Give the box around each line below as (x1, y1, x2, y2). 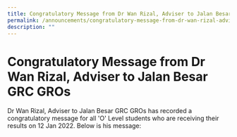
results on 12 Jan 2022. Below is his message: (7, 122, 142, 130)
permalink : (7, 17, 39, 24)
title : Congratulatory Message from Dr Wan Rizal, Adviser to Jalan (7, 10, 213, 18)
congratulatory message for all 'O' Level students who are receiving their (7, 114, 219, 123)
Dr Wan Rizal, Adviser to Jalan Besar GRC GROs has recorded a (7, 107, 193, 115)
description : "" (7, 23, 55, 30)
